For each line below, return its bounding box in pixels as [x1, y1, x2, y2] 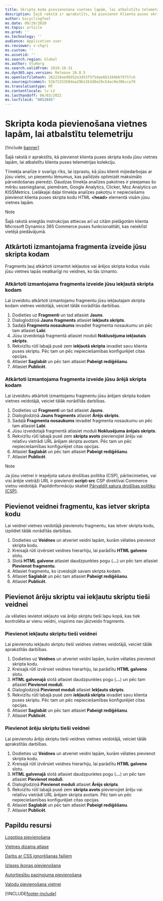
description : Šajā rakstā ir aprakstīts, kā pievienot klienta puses [5, 12, 149, 17]
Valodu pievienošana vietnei [5, 881, 62, 887]
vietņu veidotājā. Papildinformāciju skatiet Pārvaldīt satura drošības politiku [5, 483, 156, 489]
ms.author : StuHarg [5, 61, 45, 66]
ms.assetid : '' [5, 52, 36, 57]
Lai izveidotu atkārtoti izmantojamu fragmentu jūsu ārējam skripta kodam [5, 393, 150, 399]
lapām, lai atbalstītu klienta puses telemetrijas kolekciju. [5, 159, 116, 165]
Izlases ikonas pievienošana [5, 862, 61, 868]
